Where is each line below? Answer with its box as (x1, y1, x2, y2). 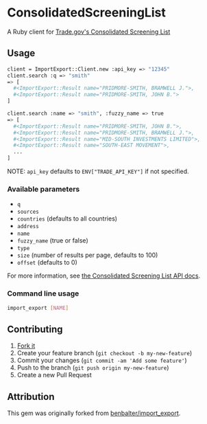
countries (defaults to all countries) (16, 214, 118, 223)
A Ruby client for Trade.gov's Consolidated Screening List (7, 27, 171, 36)
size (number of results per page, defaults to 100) (16, 251, 158, 259)
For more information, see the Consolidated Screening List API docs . (7, 271, 201, 280)
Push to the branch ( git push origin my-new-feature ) (16, 364, 169, 372)
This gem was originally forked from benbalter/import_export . (7, 409, 181, 417)
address (16, 223, 39, 230)
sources (16, 208, 39, 216)
